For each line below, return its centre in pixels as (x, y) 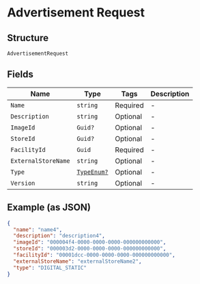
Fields (20, 74)
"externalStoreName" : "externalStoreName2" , (77, 261)
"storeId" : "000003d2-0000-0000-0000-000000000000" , (90, 249)
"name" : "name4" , (38, 230)
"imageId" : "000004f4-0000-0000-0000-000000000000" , (90, 242)
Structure (28, 38)
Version (23, 183)
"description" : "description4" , (59, 236)
